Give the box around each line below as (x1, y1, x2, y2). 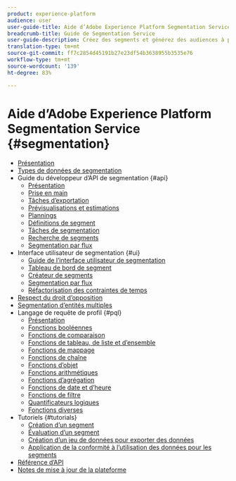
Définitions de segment (27, 219, 96, 227)
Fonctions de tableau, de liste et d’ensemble (27, 339, 156, 347)
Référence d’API (17, 458, 64, 467)
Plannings (27, 211, 57, 220)
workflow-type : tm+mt (7, 56, 71, 63)
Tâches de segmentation (27, 226, 100, 235)
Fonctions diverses (27, 406, 83, 414)
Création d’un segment (27, 420, 95, 430)
